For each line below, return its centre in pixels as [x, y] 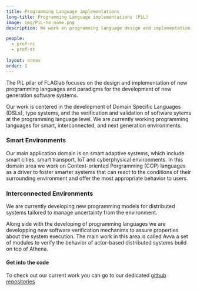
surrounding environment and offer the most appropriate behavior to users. [97, 178]
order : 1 [17, 66]
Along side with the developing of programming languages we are [86, 224]
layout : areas [24, 60]
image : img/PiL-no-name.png [41, 22]
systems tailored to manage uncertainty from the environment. [82, 213]
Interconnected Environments [50, 193]
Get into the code [28, 262]
